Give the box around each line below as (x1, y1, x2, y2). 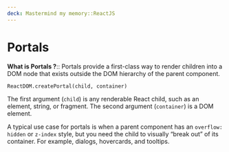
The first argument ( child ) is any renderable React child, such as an (7, 94, 199, 103)
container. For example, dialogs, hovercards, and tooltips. (7, 137, 170, 145)
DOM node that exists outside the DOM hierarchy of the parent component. (7, 69, 220, 77)
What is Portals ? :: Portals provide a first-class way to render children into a (7, 62, 223, 71)
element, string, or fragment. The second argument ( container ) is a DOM (7, 102, 214, 110)
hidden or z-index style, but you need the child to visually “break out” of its (7, 129, 219, 138)
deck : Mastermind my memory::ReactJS (7, 10, 116, 17)
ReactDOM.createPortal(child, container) (7, 83, 128, 90)
